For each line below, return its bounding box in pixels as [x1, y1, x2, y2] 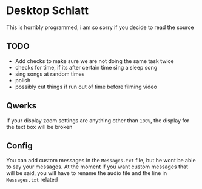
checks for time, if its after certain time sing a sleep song [15, 64, 158, 71]
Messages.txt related [6, 176, 58, 184]
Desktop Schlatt [6, 4, 89, 18]
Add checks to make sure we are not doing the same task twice [15, 57, 174, 64]
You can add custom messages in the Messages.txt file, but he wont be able [6, 157, 196, 164]
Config [6, 141, 33, 151]
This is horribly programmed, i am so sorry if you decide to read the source [6, 24, 194, 31]
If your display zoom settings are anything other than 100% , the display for [6, 116, 190, 124]
